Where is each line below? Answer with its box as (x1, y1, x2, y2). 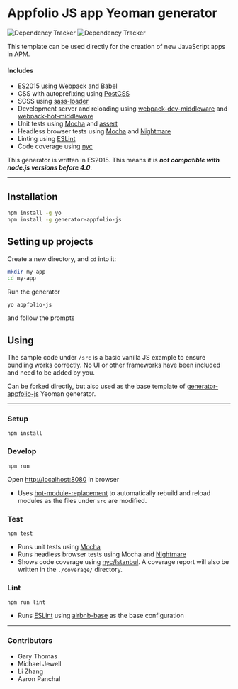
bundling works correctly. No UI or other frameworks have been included (7, 360, 221, 370)
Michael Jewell (17, 659, 62, 668)
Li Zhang (17, 667, 44, 676)
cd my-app (7, 275, 37, 282)
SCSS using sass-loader (17, 97, 89, 106)
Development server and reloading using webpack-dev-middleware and (17, 104, 228, 113)
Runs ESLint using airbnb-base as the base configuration (17, 612, 184, 620)
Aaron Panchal (17, 674, 61, 683)
